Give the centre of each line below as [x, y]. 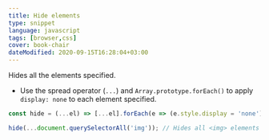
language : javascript [44, 30]
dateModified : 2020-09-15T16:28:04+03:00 [78, 52]
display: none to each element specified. [88, 99]
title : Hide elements [44, 16]
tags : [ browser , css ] [43, 38]
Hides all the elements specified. [62, 75]
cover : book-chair [39, 45]
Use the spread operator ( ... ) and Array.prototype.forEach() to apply [137, 91]
